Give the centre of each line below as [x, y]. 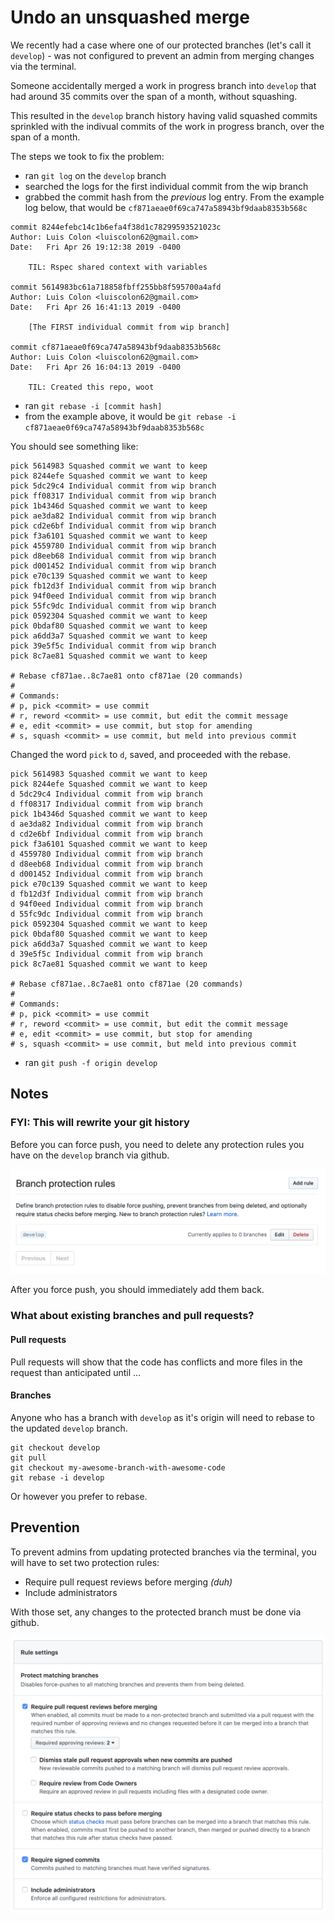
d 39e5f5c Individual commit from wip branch [106, 954]
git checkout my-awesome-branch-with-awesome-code [118, 1467]
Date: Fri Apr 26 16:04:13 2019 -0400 [96, 367]
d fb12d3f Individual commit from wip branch [106, 894]
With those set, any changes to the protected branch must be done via [156, 1612]
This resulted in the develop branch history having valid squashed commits [164, 115]
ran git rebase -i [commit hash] [93, 405]
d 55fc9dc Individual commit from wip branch [106, 914]
